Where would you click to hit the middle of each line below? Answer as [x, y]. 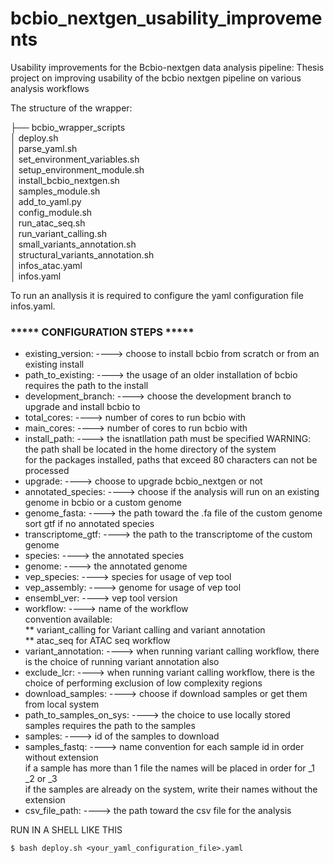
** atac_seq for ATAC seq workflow [97, 641]
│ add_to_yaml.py [46, 201]
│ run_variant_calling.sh [59, 233]
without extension [61, 758]
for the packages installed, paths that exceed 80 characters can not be [171, 460]
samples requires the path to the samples [110, 726]
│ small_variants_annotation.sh [73, 244]
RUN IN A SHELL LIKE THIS [66, 830]
